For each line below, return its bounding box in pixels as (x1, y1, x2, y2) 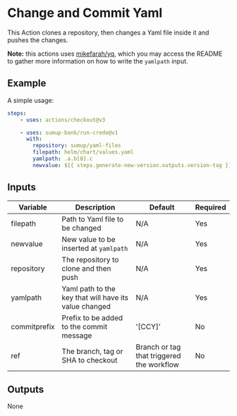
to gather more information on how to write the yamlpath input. (7, 56, 188, 65)
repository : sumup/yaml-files (32, 142, 121, 149)
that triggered (135, 350, 181, 360)
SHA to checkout (61, 355, 118, 365)
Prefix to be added (61, 312, 123, 322)
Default (149, 202, 175, 212)
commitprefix (11, 322, 55, 331)
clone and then (61, 263, 111, 273)
